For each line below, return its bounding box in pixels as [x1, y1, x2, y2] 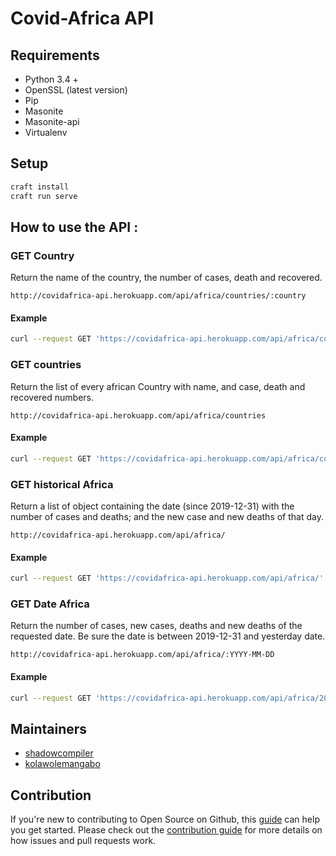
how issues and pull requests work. [10, 835, 157, 847]
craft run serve [10, 191, 78, 201]
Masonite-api [24, 116, 80, 127]
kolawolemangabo [24, 758, 101, 770]
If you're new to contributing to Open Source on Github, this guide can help [10, 813, 320, 826]
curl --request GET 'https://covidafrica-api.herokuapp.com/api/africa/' [10, 573, 325, 584]
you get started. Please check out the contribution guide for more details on [10, 824, 323, 836]
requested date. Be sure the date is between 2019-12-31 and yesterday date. [10, 630, 326, 642]
